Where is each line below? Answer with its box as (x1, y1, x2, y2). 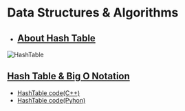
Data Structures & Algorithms (7, 5, 179, 21)
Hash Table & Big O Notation (7, 70, 131, 82)
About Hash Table (17, 32, 96, 44)
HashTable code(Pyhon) (17, 96, 86, 104)
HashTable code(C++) (17, 88, 80, 97)
